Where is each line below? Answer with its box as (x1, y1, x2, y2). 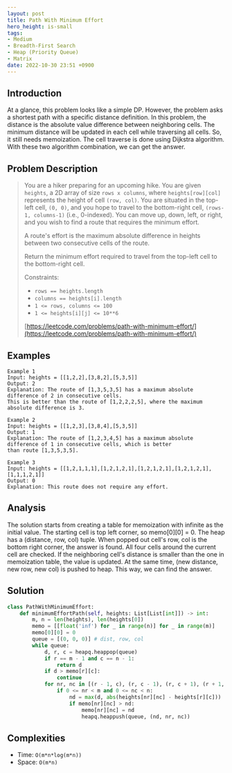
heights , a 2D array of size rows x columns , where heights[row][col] (24, 189, 222, 197)
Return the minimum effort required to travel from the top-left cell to (24, 253, 217, 261)
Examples (7, 350, 51, 362)
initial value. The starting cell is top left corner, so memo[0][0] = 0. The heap (7, 528, 225, 536)
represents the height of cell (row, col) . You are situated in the (24, 196, 205, 205)
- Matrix (7, 56, 33, 62)
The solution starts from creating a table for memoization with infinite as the (7, 520, 224, 529)
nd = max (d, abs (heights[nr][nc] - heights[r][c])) (69, 693, 222, 701)
